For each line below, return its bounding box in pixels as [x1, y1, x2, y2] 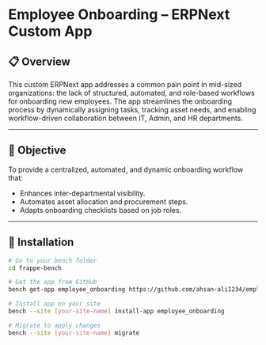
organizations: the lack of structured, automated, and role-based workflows [8, 89, 255, 97]
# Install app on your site [8, 300, 101, 308]
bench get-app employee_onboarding [8, 286, 126, 294]
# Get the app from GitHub [8, 279, 97, 286]
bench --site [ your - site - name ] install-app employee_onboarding [8, 307, 225, 315]
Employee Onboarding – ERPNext [8, 6, 230, 24]
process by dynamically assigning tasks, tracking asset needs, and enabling [8, 105, 256, 114]
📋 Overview [8, 55, 71, 68]
